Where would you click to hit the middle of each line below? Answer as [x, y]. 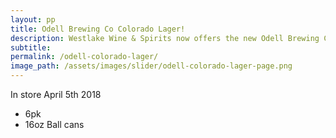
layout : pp [33, 19]
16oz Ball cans [54, 124]
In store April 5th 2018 [56, 94]
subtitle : [31, 47]
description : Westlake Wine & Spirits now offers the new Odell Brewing [165, 38]
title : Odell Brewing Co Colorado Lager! [98, 29]
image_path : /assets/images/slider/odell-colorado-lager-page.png [151, 66]
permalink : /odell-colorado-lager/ [84, 57]
